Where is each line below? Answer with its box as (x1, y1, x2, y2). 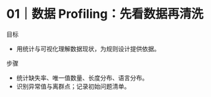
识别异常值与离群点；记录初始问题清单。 (16, 82, 130, 90)
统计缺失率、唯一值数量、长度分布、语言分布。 (16, 73, 148, 82)
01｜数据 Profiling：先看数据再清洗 (6, 6, 203, 22)
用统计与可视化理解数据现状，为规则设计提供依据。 (16, 44, 160, 53)
